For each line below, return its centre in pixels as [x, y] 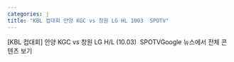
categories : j [28, 14]
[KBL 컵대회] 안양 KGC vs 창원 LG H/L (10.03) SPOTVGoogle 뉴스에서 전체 [113, 42]
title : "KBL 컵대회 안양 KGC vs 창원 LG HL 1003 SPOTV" [88, 21]
